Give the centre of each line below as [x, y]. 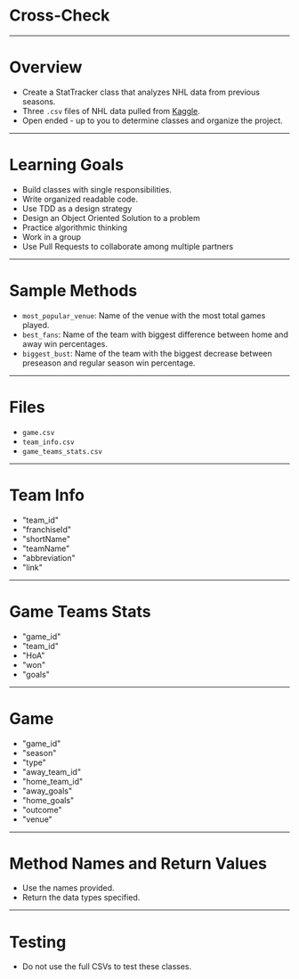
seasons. [39, 101]
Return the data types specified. [81, 898]
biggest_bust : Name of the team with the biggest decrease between [147, 353]
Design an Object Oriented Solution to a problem [111, 218]
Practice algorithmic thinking [74, 227]
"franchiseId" [46, 529]
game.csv [38, 432]
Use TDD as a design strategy [77, 208]
